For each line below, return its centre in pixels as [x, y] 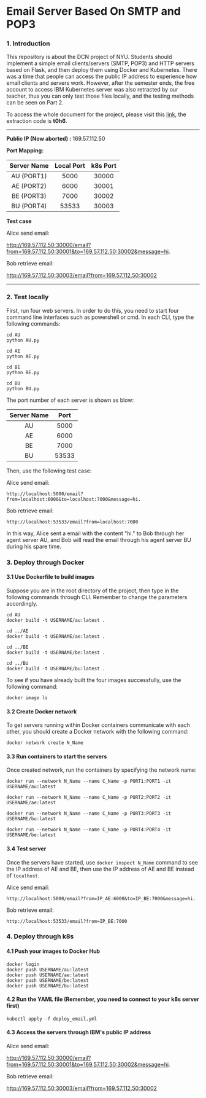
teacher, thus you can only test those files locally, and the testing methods [100, 96]
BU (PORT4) [29, 206]
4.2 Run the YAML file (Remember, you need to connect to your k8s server [103, 999]
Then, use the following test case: [49, 471]
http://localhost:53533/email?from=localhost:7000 [72, 522]
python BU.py [23, 388]
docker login [23, 964]
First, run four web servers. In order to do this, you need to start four [93, 310]
